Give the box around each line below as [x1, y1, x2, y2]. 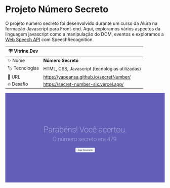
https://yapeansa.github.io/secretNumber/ [43, 74, 131, 80]
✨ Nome [7, 57, 25, 63]
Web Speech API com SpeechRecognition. [5, 36, 94, 43]
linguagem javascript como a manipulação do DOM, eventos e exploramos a [5, 31, 164, 37]
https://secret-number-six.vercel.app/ [43, 81, 124, 87]
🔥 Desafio [7, 81, 28, 87]
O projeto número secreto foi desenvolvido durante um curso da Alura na [5, 20, 158, 26]
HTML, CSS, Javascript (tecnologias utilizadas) [43, 66, 142, 72]
